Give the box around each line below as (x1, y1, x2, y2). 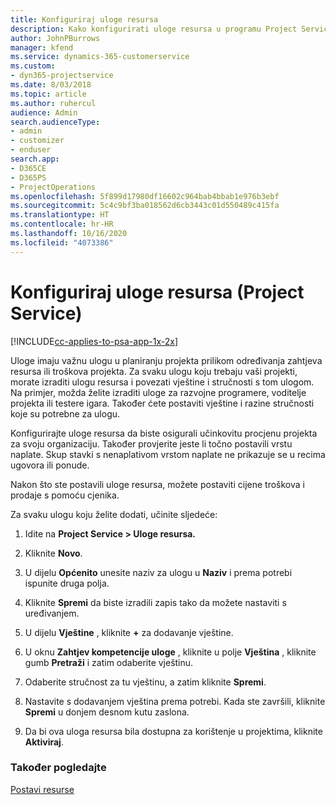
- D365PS (10, 172, 47, 183)
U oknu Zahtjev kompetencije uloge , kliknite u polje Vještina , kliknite (24, 646, 317, 658)
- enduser (10, 145, 52, 155)
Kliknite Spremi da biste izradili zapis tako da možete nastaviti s (24, 596, 287, 608)
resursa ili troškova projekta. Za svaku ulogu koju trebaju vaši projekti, (10, 365, 298, 377)
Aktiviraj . (24, 736, 64, 748)
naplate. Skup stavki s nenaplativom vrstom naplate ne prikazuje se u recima (10, 448, 326, 460)
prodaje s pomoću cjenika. (10, 489, 120, 501)
